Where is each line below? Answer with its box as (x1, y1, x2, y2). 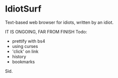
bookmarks (12, 59, 35, 64)
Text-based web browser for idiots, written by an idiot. (5, 19, 114, 25)
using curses (12, 43, 38, 49)
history (12, 53, 27, 59)
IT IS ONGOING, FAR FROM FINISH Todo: (5, 29, 87, 34)
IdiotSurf (5, 3, 42, 15)
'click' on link (12, 48, 39, 54)
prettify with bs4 (12, 38, 45, 44)
